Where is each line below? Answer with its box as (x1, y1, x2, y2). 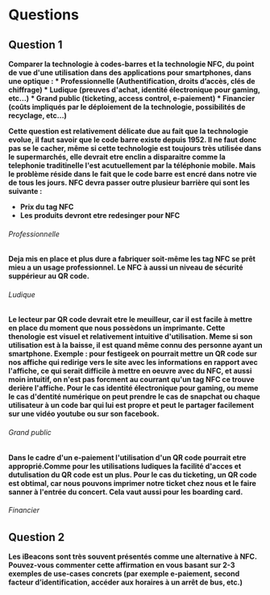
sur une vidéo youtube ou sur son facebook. (8, 409, 160, 419)
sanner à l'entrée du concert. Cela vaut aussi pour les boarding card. (8, 487, 243, 497)
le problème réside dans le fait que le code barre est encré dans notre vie (8, 170, 257, 178)
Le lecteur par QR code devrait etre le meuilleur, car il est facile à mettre (8, 315, 252, 325)
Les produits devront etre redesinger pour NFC (19, 211, 181, 220)
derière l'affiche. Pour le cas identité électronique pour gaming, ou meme (8, 383, 259, 393)
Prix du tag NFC (19, 202, 74, 212)
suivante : (8, 186, 43, 195)
